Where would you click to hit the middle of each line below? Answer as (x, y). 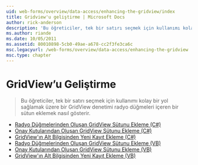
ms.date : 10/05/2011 (32, 39)
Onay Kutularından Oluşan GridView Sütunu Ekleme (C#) (83, 130)
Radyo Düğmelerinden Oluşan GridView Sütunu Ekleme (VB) (88, 143)
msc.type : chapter (29, 55)
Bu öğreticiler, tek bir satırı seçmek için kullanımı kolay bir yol (94, 100)
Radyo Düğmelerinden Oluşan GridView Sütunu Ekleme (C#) (88, 124)
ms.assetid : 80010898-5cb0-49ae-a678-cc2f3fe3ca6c (70, 45)
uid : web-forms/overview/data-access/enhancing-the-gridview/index (91, 11)
